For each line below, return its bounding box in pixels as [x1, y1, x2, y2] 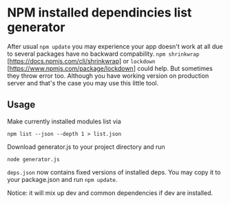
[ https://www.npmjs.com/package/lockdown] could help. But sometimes [7, 64, 213, 72]
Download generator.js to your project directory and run [7, 143, 165, 151]
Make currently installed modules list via [7, 117, 122, 125]
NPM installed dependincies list [7, 5, 192, 21]
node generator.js [7, 156, 60, 163]
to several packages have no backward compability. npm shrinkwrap [7, 50, 200, 58]
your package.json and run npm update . [7, 175, 118, 183]
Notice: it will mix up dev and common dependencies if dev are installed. [7, 188, 213, 197]
